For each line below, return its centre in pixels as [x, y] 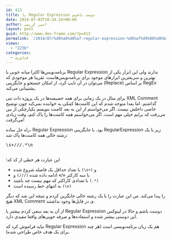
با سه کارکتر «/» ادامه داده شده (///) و [51, 175]
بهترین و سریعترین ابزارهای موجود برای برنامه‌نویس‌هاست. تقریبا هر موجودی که [81, 78]
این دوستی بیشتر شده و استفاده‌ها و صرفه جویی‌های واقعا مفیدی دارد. [71, 217]
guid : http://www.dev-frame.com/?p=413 [48, 34]
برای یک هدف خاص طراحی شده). [38, 232]
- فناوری [20, 57]
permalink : [17, 39]
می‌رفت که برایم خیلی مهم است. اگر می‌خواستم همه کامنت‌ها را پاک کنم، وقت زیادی [85, 114]
